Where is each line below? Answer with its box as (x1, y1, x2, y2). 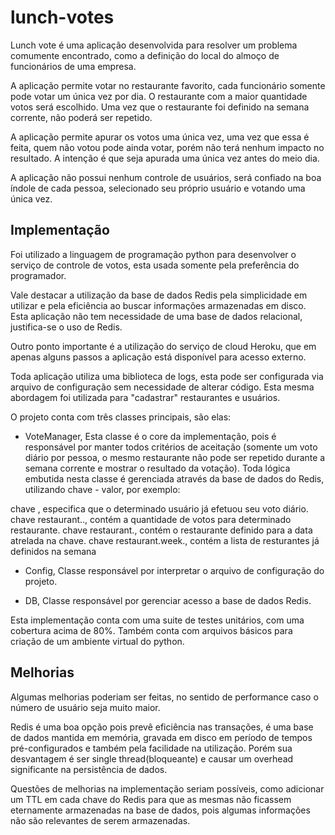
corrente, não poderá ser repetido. (10, 111, 153, 123)
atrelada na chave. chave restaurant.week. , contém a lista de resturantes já (10, 534, 320, 546)
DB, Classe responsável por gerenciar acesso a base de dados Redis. (24, 594, 312, 606)
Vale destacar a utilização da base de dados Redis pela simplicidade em (10, 289, 308, 301)
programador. (10, 269, 67, 281)
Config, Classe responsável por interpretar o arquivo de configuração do (24, 564, 325, 576)
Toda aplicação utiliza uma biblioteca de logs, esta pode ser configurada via (10, 370, 324, 382)
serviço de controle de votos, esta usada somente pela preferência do (10, 259, 300, 271)
